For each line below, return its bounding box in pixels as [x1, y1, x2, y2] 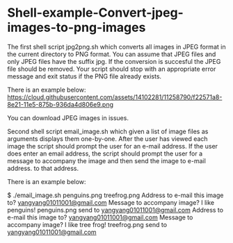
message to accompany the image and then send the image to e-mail [7, 156, 207, 165]
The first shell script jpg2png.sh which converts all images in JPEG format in [7, 42, 226, 51]
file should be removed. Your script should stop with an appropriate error [7, 65, 216, 73]
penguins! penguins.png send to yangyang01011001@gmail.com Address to [7, 206, 224, 214]
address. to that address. [7, 164, 79, 172]
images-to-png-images [7, 19, 146, 35]
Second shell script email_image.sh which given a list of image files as [7, 127, 209, 135]
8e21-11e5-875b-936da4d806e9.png [7, 100, 113, 108]
